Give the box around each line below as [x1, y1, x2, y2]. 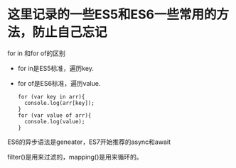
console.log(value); [24, 118, 85, 125]
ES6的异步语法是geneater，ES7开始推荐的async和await [7, 138, 171, 146]
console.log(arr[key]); [24, 99, 95, 106]
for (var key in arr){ [17, 93, 85, 100]
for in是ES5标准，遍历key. [17, 64, 95, 72]
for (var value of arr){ [17, 111, 92, 119]
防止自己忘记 [32, 24, 108, 40]
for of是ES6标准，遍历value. [17, 79, 101, 87]
